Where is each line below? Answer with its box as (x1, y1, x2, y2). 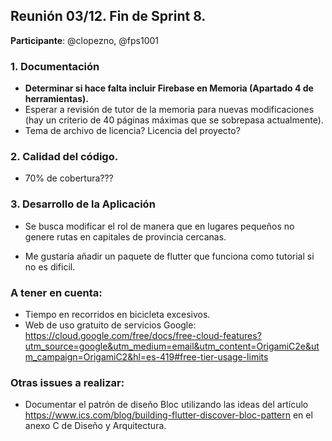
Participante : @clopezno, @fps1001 (10, 34, 159, 46)
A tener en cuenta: (10, 285, 103, 299)
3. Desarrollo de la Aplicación (10, 197, 156, 211)
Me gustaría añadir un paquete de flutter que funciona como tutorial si (24, 250, 315, 262)
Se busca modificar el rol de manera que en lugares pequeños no (24, 220, 295, 232)
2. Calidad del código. (10, 150, 119, 164)
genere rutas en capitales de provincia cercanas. (24, 230, 227, 243)
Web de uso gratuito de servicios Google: (24, 319, 197, 331)
